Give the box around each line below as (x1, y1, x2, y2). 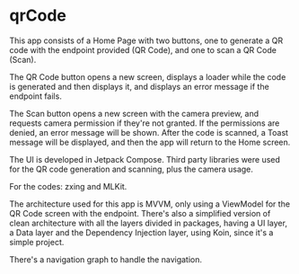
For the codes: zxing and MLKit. (9, 181, 128, 191)
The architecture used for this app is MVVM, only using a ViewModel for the (9, 199, 290, 209)
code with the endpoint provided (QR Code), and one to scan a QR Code (9, 44, 277, 55)
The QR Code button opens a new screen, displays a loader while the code (9, 71, 286, 82)
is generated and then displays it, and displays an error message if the (9, 81, 269, 92)
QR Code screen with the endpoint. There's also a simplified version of (9, 208, 271, 218)
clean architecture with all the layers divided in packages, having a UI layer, (9, 217, 287, 228)
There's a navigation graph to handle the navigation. (9, 253, 203, 265)
